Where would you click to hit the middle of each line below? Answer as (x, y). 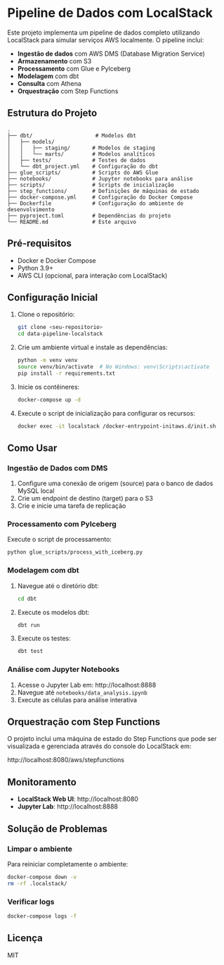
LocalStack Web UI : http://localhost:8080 (78, 799)
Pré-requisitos (40, 243)
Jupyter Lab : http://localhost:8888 (67, 807)
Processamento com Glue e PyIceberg (74, 68)
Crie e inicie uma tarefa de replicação (72, 506)
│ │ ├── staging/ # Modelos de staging (81, 148)
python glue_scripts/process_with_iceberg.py (75, 552)
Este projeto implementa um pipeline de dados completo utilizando (104, 32)
